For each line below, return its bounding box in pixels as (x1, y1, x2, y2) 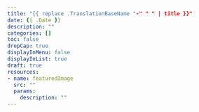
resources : (7, 68, 39, 75)
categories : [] (7, 29, 52, 37)
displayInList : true (7, 56, 68, 63)
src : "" (13, 81, 36, 88)
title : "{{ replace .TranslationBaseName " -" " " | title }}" (7, 10, 193, 17)
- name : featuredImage (7, 74, 74, 82)
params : (13, 88, 36, 95)
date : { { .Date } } (7, 17, 61, 24)
